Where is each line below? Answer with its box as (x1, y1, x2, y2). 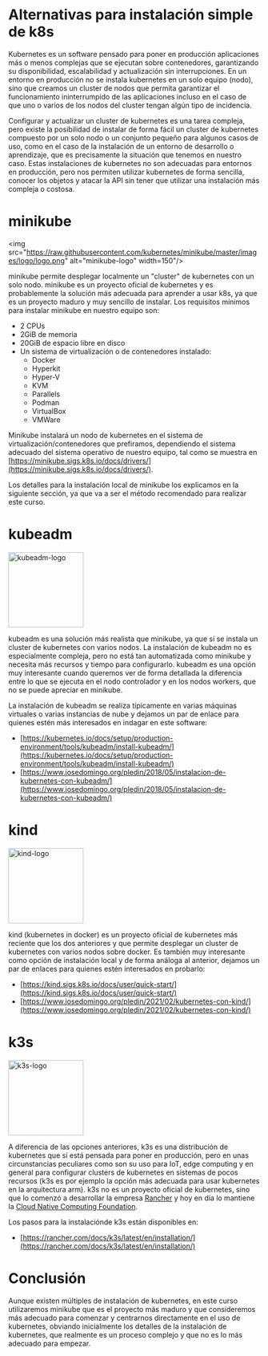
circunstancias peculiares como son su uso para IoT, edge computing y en (8, 1159, 254, 1168)
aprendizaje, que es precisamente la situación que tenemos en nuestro (8, 150, 242, 160)
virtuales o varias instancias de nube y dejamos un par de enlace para (8, 708, 239, 719)
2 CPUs (19, 321, 46, 331)
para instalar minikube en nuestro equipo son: (8, 305, 160, 315)
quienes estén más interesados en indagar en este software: (8, 717, 208, 727)
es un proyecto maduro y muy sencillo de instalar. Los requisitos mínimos (8, 297, 250, 307)
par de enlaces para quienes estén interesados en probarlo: (8, 964, 206, 973)
